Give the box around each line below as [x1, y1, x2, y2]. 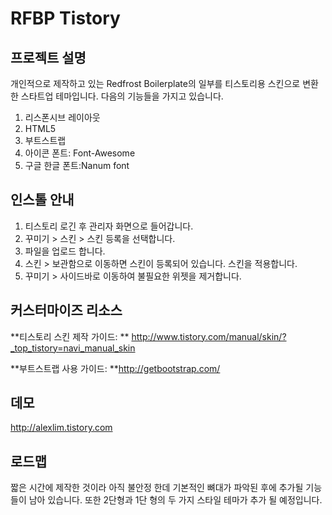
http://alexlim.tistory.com [10, 422, 113, 434]
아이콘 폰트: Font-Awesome [24, 147, 136, 159]
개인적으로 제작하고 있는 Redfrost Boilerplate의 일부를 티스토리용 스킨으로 [10, 78, 301, 89]
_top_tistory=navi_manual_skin [10, 342, 136, 354]
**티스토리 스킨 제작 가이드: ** [10, 330, 130, 342]
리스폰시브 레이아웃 [24, 112, 101, 123]
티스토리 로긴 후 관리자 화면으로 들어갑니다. [24, 220, 194, 232]
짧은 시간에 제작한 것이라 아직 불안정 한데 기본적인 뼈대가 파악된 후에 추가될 [10, 482, 304, 494]
